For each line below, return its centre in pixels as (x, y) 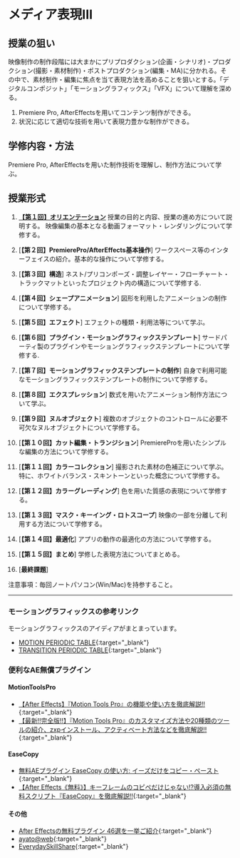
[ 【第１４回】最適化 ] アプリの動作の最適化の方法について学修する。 (117, 539)
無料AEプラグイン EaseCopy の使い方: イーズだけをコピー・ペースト (119, 771)
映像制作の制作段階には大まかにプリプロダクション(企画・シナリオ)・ (110, 62)
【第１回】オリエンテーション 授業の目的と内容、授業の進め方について (122, 217)
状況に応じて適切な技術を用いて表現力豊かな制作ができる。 (106, 121)
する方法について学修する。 (65, 524)
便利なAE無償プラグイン (49, 670)
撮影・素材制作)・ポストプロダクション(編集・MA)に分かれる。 (128, 71)
